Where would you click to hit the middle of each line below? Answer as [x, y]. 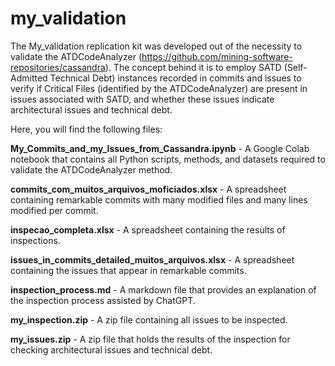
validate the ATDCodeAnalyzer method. [91, 169]
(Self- [295, 67]
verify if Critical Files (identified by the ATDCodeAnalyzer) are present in [159, 88]
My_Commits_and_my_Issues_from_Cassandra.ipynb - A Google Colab [160, 148]
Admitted [29, 78]
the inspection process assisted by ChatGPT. [103, 300]
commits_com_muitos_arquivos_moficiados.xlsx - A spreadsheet [148, 189]
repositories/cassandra [58, 67]
